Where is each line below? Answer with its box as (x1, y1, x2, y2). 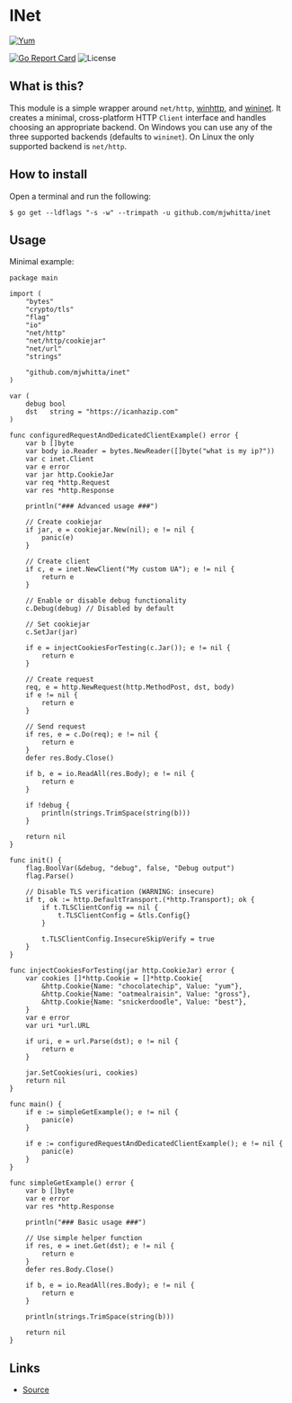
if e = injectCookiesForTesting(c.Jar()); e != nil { (25, 644, 231, 653)
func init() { (9, 856, 63, 865)
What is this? (9, 78, 84, 94)
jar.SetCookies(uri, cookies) (25, 1068, 139, 1077)
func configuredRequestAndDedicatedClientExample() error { (9, 431, 240, 441)
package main (9, 273, 58, 283)
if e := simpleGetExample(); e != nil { (25, 1108, 179, 1117)
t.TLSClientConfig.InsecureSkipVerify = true (41, 934, 216, 944)
